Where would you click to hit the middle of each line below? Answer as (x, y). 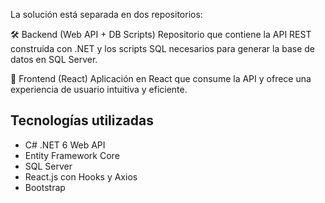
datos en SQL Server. (54, 59)
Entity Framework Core (72, 155)
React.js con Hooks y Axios (81, 176)
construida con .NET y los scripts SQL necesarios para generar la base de (163, 48)
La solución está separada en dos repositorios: (106, 14)
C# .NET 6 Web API (65, 145)
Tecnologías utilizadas (82, 120)
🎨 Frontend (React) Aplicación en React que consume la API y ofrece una (161, 78)
